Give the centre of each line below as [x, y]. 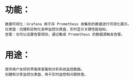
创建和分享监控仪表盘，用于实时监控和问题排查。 [46, 74]
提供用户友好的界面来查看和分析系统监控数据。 [45, 69]
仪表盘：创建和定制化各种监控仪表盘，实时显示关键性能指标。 [57, 29]
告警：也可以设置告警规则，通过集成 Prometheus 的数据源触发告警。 [65, 34]
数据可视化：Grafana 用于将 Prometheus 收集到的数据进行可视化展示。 [68, 24]
